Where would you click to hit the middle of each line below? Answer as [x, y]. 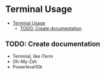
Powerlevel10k [27, 66]
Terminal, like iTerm [33, 56]
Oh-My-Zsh [25, 61]
